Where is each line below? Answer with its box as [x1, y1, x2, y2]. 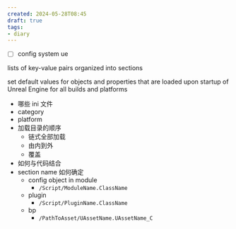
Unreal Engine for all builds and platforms [7, 85, 128, 94]
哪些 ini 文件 [17, 100, 53, 108]
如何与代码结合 [17, 159, 61, 167]
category [17, 108, 45, 116]
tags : [7, 23, 23, 30]
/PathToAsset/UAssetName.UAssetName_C [38, 215, 153, 222]
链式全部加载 [28, 133, 66, 141]
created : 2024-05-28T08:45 [7, 10, 87, 18]
